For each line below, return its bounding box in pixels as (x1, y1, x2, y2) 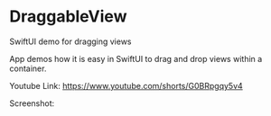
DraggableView (9, 6, 127, 27)
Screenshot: (9, 97, 55, 109)
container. (9, 63, 47, 74)
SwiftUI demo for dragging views (9, 36, 133, 47)
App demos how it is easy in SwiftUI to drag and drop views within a (9, 53, 263, 64)
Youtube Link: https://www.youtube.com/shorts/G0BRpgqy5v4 (9, 80, 244, 91)
